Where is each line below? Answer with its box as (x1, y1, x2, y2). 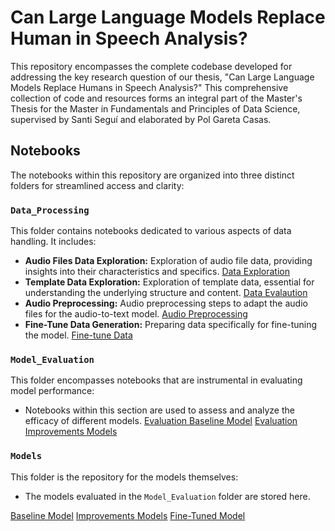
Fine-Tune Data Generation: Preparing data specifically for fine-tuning (24, 319, 318, 331)
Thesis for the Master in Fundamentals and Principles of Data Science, (10, 102, 301, 115)
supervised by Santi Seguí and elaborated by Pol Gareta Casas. (10, 113, 272, 125)
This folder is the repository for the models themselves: (10, 471, 239, 483)
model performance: (10, 385, 95, 397)
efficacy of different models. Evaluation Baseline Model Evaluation (24, 415, 298, 427)
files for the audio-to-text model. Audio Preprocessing (24, 308, 248, 320)
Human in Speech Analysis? (10, 27, 248, 50)
